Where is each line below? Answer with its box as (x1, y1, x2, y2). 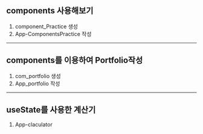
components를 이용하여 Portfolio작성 (6, 55, 143, 65)
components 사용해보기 (6, 5, 94, 16)
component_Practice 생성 (14, 23, 79, 30)
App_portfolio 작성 (14, 80, 60, 87)
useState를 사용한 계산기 (6, 105, 96, 115)
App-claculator (14, 121, 53, 128)
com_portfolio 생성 (14, 72, 62, 79)
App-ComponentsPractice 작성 (14, 30, 92, 37)
